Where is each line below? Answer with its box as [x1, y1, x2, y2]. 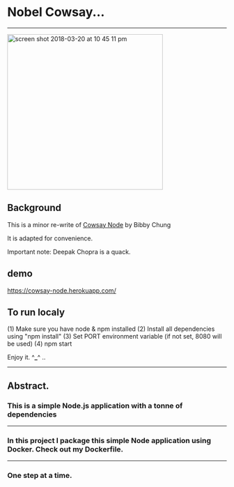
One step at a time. [7, 471, 72, 481]
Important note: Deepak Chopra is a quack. [7, 247, 131, 256]
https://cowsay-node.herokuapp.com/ [7, 286, 116, 295]
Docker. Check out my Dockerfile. [7, 444, 124, 454]
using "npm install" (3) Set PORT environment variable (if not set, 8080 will [7, 332, 222, 341]
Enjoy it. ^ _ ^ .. [7, 353, 46, 362]
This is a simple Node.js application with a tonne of [7, 401, 183, 410]
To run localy [7, 306, 65, 318]
